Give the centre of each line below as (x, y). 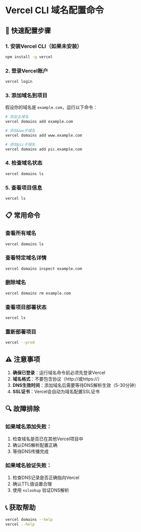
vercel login (19, 82)
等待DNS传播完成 (30, 451)
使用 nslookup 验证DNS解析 (41, 490)
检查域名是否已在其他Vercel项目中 (48, 439)
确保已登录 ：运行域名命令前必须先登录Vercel (59, 372)
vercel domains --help (29, 519)
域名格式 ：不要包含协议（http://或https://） (57, 379)
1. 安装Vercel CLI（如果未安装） (44, 46)
